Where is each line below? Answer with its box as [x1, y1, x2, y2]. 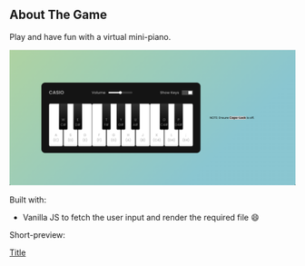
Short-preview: [9, 230, 66, 241]
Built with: [9, 194, 47, 205]
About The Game [9, 7, 107, 23]
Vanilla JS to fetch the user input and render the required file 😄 [22, 212, 260, 223]
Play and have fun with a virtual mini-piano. [9, 31, 172, 42]
